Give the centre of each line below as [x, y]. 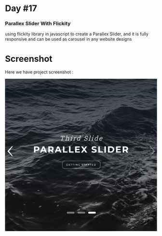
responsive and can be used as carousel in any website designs [68, 39]
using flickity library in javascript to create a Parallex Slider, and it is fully [77, 34]
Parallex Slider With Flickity [38, 24]
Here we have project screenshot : [39, 72]
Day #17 [21, 8]
